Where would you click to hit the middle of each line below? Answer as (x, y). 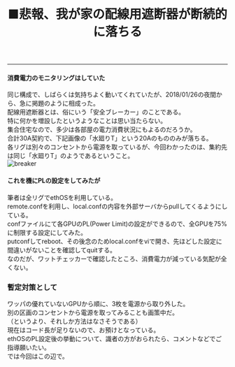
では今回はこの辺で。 (38, 356)
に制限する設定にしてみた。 (47, 232)
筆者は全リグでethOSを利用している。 (62, 197)
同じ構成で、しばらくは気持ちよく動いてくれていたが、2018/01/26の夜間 (112, 94)
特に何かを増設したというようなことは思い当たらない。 (87, 121)
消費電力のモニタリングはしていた (56, 78)
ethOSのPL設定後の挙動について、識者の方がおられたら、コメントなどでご (115, 338)
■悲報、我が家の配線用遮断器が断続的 (117, 14)
